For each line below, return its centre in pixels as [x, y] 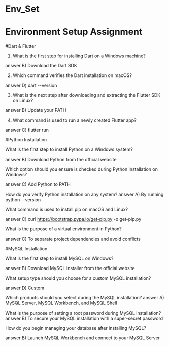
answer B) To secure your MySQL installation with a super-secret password [84, 318]
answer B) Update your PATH [36, 110]
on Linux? [23, 101]
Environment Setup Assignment [74, 32]
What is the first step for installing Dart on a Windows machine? [79, 56]
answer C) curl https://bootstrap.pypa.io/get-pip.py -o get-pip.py [73, 219]
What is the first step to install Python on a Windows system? [69, 149]
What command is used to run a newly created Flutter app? [74, 120]
